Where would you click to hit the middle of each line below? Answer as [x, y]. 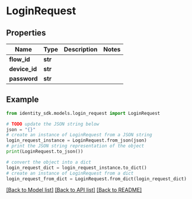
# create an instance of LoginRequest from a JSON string [79, 135]
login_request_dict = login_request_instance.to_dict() [76, 168]
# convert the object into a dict [49, 162]
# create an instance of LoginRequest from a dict [70, 173]
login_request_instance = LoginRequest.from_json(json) [76, 140]
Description [81, 49]
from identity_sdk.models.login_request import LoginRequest [83, 113]
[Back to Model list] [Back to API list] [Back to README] [74, 190]
